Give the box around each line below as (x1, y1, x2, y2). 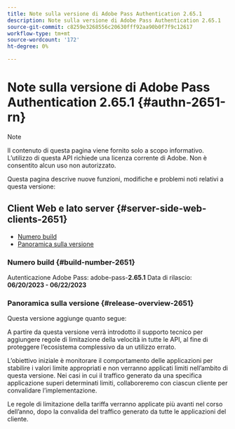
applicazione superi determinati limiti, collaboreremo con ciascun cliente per (7, 379, 228, 388)
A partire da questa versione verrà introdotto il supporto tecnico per (7, 328, 203, 336)
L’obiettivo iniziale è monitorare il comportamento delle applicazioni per (7, 357, 213, 365)
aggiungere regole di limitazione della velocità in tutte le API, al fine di (7, 335, 208, 344)
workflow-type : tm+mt (7, 30, 71, 37)
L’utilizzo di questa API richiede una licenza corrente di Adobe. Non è (7, 153, 207, 162)
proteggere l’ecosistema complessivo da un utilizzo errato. (7, 342, 177, 352)
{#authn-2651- (137, 94, 226, 110)
